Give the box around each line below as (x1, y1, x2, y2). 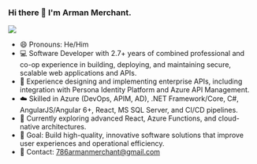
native (19, 122, 40, 132)
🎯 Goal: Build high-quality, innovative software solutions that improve (19, 130, 244, 140)
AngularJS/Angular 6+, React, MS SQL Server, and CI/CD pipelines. (19, 106, 238, 115)
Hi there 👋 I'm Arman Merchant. (8, 7, 132, 18)
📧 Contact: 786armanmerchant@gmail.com (19, 147, 160, 157)
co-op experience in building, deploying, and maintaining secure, (19, 60, 231, 69)
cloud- (218, 114, 240, 123)
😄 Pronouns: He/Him (19, 39, 89, 50)
